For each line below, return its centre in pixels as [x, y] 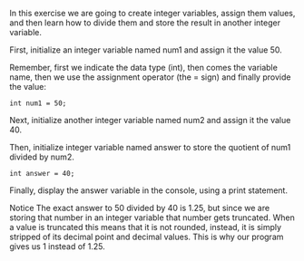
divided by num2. [42, 157]
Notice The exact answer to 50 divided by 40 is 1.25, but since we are [140, 208]
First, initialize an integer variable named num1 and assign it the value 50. [146, 50]
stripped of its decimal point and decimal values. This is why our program [147, 237]
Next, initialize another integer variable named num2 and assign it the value [150, 120]
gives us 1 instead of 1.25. [58, 246]
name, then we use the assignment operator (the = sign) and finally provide [150, 77]
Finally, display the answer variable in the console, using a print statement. [149, 190]
